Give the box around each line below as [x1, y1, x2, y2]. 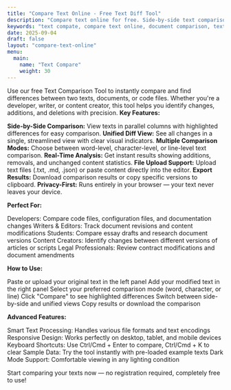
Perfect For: [7, 201, 43, 209]
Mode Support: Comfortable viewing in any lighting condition [7, 355, 180, 363]
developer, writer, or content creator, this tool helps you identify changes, [7, 101, 215, 109]
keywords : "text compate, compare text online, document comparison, [7, 23, 211, 30]
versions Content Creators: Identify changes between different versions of [7, 236, 218, 244]
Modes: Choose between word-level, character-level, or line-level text [7, 144, 207, 152]
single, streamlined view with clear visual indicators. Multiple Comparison [7, 136, 218, 144]
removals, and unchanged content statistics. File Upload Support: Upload [7, 158, 217, 166]
